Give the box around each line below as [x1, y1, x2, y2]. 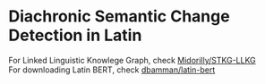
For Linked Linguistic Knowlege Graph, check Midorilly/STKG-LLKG [8, 55, 256, 65]
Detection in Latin [8, 25, 142, 46]
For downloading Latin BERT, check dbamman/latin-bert [8, 64, 216, 75]
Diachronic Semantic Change [8, 6, 230, 27]
